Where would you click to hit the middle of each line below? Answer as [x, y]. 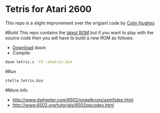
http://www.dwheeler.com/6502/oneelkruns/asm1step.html [73, 100]
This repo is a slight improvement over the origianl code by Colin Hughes [80, 23]
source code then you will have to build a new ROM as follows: [69, 38]
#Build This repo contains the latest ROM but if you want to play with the [79, 32]
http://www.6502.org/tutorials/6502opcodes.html [63, 105]
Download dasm [29, 47]
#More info [16, 90]
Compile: [22, 53]
